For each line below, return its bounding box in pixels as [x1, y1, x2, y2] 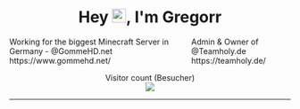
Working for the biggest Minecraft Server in [9, 36, 170, 47]
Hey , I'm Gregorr [78, 7, 222, 27]
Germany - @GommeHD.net [9, 45, 113, 56]
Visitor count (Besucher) [104, 72, 196, 82]
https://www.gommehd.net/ [9, 55, 112, 66]
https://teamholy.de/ [191, 55, 266, 66]
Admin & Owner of [191, 36, 259, 47]
